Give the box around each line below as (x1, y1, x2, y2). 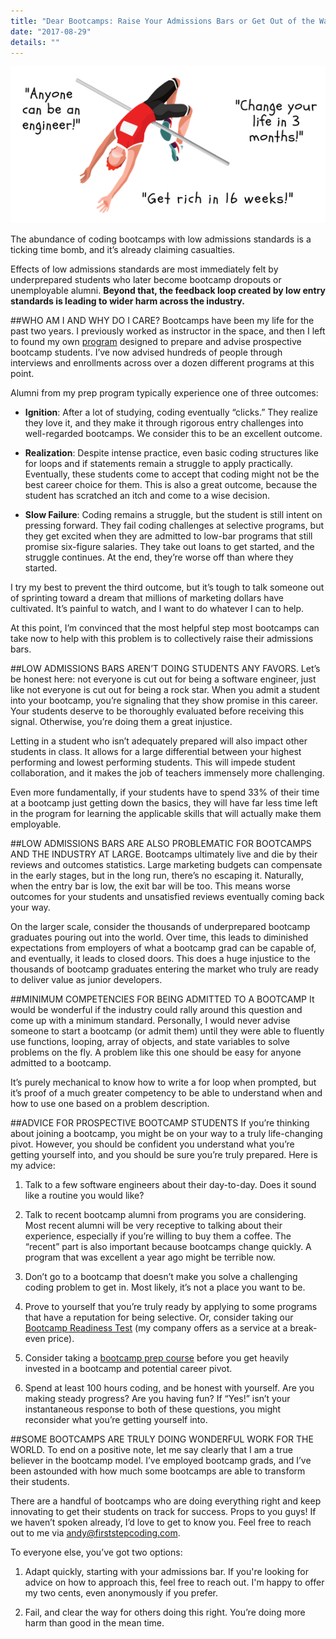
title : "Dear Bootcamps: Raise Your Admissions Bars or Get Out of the (10, 16, 315, 26)
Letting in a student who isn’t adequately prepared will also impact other (10, 735, 308, 747)
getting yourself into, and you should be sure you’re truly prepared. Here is (10, 1149, 318, 1160)
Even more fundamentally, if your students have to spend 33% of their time (10, 786, 320, 798)
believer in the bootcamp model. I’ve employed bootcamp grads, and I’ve (10, 1455, 312, 1466)
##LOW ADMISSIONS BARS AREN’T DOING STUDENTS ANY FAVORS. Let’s (10, 663, 321, 674)
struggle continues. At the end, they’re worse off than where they (24, 551, 294, 563)
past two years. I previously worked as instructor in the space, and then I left (10, 325, 326, 337)
